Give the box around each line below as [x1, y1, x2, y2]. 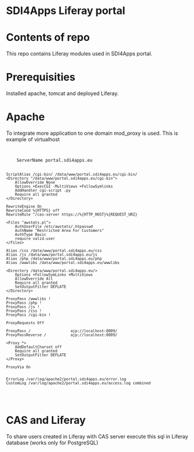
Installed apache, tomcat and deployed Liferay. [6, 90, 119, 97]
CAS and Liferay [6, 413, 86, 427]
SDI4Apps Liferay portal [6, 4, 126, 18]
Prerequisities [6, 71, 76, 84]
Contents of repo [6, 31, 90, 44]
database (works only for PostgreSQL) [6, 439, 99, 446]
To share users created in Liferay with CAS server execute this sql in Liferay [6, 433, 189, 440]
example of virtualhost [6, 136, 60, 142]
